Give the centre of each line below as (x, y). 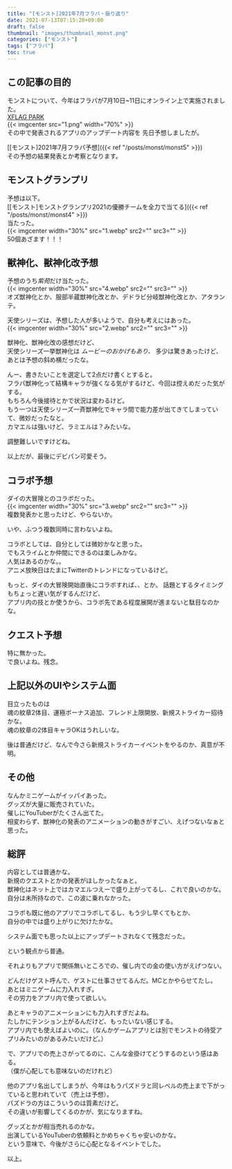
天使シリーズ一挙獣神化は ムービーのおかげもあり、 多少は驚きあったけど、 (115, 351)
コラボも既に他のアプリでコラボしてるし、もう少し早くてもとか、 (101, 913)
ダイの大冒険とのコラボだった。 (53, 498)
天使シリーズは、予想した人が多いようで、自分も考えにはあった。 (101, 320)
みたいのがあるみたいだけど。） (63, 1039)
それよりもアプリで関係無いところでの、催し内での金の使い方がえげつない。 (116, 966)
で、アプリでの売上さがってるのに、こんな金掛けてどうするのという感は (110, 1054)
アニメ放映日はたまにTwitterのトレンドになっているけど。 (89, 570)
